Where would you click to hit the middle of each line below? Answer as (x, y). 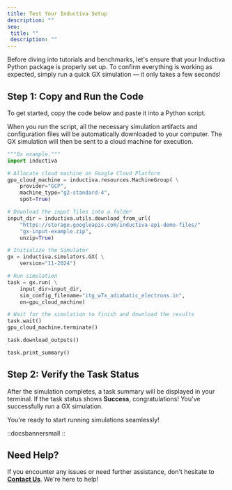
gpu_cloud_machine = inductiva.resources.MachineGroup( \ (93, 180)
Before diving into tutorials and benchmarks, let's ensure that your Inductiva (116, 59)
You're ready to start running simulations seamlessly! (84, 420)
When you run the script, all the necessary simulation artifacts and (102, 126)
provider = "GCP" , (44, 186)
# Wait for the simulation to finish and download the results (101, 315)
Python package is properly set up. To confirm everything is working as (110, 67)
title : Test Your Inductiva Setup (57, 14)
